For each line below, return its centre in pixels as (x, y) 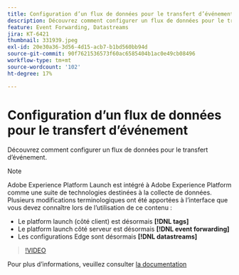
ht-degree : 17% (30, 73)
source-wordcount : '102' (44, 67)
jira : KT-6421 (28, 34)
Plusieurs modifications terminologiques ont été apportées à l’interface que (118, 200)
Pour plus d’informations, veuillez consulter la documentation (97, 264)
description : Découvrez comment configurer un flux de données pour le (116, 21)
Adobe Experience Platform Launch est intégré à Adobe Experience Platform (119, 185)
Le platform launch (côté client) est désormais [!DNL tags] (103, 222)
